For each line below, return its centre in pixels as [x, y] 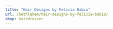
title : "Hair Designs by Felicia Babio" [48, 10]
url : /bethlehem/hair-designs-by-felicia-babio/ [57, 14]
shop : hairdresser [24, 19]
